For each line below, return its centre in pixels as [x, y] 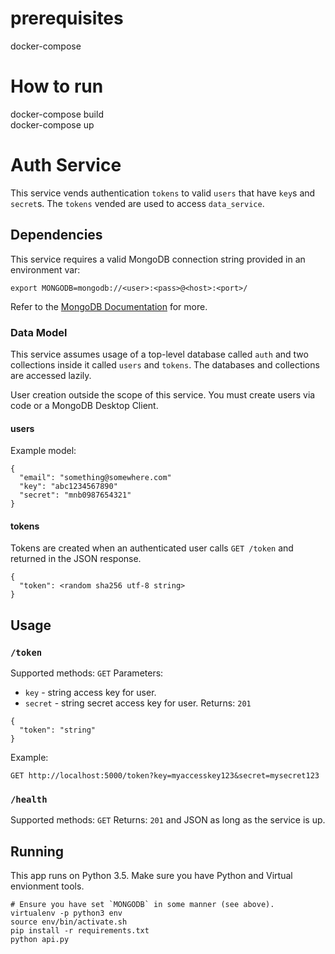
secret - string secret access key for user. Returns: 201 [138, 703]
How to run [57, 86]
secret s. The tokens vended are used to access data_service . [137, 203]
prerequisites [67, 18]
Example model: [43, 451]
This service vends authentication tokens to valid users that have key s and [163, 193]
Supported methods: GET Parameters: [87, 673]
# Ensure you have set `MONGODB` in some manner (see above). [142, 905]
